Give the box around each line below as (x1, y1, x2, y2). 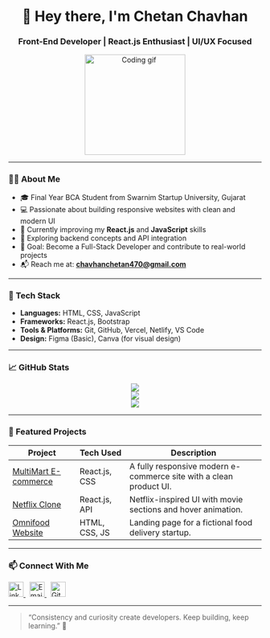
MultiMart (12, 465, 50, 476)
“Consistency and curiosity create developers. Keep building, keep (27, 612, 249, 622)
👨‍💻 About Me (8, 174, 60, 185)
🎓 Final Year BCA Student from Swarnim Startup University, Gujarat (19, 192, 247, 202)
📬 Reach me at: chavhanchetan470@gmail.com (19, 259, 186, 268)
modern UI (19, 216, 56, 226)
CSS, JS (79, 526, 110, 538)
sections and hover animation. (129, 504, 243, 515)
